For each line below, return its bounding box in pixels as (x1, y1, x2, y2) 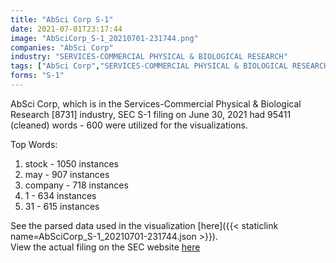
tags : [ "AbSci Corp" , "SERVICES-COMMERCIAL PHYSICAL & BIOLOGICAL (10, 61, 288, 71)
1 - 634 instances (24, 189, 97, 201)
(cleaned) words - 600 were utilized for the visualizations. (10, 119, 249, 131)
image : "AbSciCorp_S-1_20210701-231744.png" (10, 33, 199, 43)
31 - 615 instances (24, 200, 100, 212)
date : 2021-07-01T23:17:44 (10, 24, 123, 34)
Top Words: (10, 138, 58, 150)
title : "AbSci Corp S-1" (10, 14, 114, 25)
